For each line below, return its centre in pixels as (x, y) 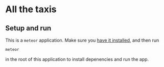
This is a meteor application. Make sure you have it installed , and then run (82, 40)
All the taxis (31, 9)
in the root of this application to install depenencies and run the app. (77, 59)
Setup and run (28, 28)
